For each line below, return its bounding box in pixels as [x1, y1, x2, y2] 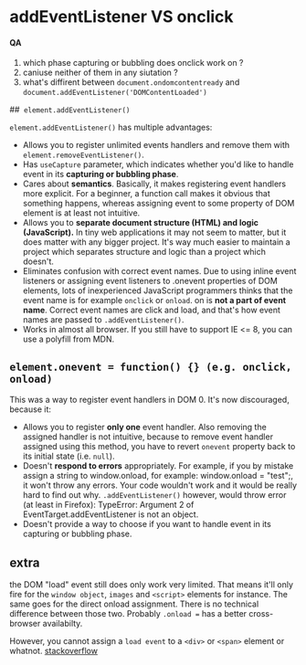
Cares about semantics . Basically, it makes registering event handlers [22, 178, 286, 189]
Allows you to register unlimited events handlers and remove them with [22, 140, 290, 151]
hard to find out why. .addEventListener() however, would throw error [22, 490, 287, 501]
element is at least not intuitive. [22, 207, 141, 218]
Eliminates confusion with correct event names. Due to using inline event [22, 266, 297, 277]
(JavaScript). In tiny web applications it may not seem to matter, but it [22, 227, 287, 238]
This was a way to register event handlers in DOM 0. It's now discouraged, [9, 395, 290, 406]
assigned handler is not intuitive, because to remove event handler [22, 431, 274, 442]
